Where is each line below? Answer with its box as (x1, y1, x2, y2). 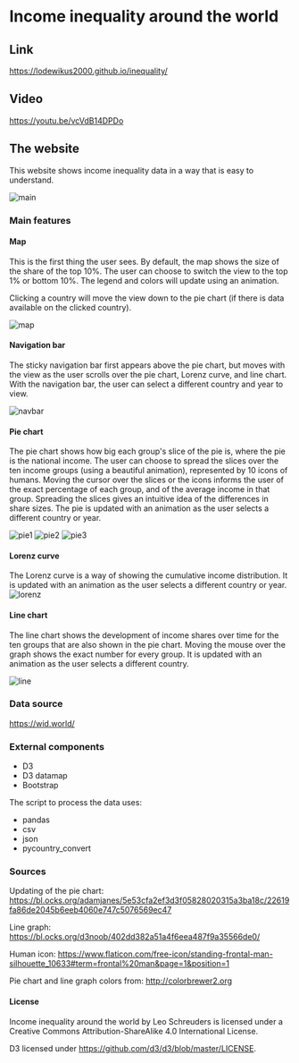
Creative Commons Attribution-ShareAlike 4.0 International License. (9, 1025, 259, 1036)
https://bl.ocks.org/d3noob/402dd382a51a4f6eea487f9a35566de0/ (9, 931, 261, 942)
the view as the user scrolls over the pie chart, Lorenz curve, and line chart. (9, 369, 287, 379)
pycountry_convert (21, 843, 92, 854)
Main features (9, 214, 71, 226)
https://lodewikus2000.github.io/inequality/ (9, 65, 168, 76)
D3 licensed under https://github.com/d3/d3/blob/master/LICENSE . (9, 1042, 257, 1053)
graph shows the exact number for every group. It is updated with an (9, 649, 262, 659)
